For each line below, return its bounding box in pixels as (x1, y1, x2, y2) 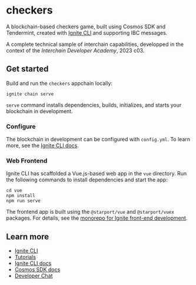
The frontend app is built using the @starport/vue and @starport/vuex (6, 208, 175, 216)
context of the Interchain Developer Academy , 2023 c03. (6, 47, 145, 54)
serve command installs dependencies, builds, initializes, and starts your (6, 101, 182, 108)
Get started (6, 64, 49, 74)
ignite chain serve (6, 91, 54, 97)
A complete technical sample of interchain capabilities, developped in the (6, 41, 184, 48)
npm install (6, 193, 35, 199)
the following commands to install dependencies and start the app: (6, 176, 168, 183)
